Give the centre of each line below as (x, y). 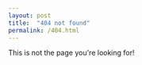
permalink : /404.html (44, 30)
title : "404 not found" (49, 23)
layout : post (30, 15)
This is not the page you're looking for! (71, 53)
